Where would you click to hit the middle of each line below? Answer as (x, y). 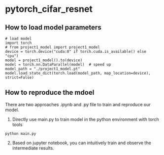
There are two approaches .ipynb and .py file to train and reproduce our (78, 104)
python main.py (21, 134)
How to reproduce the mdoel (50, 93)
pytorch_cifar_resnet (49, 9)
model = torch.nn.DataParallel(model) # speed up (58, 65)
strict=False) (20, 77)
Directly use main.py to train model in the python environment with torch (85, 119)
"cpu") (12, 56)
